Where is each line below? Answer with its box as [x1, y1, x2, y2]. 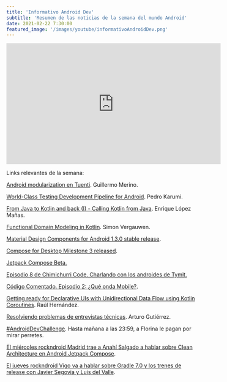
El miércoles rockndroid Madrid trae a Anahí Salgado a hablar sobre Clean [6, 343, 193, 351]
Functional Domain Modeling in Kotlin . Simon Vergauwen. [6, 224, 151, 231]
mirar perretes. [6, 332, 44, 339]
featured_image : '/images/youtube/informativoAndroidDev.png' [6, 26, 168, 33]
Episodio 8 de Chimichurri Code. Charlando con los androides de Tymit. [6, 271, 187, 278]
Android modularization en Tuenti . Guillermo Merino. [6, 181, 139, 189]
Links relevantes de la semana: [6, 170, 84, 177]
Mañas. [6, 211, 26, 219]
